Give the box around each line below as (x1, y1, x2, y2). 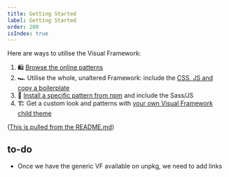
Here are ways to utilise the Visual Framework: (7, 49, 141, 58)
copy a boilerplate (17, 84, 70, 92)
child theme (17, 110, 52, 118)
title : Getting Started (7, 10, 77, 18)
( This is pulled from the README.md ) (7, 123, 115, 131)
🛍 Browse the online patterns (17, 63, 104, 72)
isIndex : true (7, 29, 49, 37)
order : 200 (7, 23, 39, 30)
